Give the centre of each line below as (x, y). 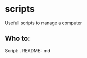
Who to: (18, 38)
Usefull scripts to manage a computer (43, 23)
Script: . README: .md (28, 50)
